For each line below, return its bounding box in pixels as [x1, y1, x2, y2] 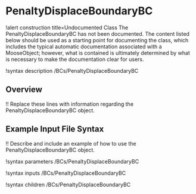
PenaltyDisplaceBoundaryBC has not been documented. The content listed [5, 30, 190, 37]
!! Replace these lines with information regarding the [5, 100, 134, 107]
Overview [5, 85, 43, 95]
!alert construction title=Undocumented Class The [5, 24, 129, 31]
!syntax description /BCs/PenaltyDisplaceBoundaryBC [5, 67, 139, 74]
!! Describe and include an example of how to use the [5, 140, 136, 147]
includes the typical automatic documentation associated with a [5, 43, 162, 50]
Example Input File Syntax [5, 124, 104, 134]
